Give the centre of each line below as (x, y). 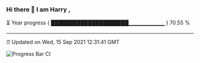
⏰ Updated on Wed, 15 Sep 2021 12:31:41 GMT (63, 42)
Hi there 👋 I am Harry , (38, 10)
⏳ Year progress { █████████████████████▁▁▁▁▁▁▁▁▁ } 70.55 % (98, 23)
